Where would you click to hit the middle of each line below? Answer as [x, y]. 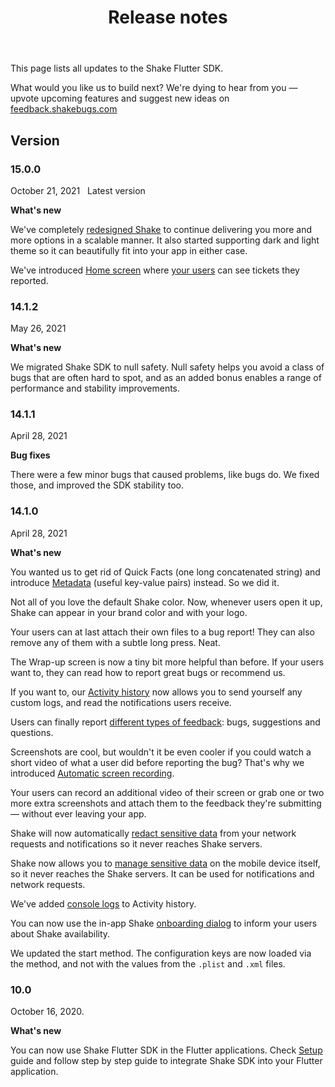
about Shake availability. [60, 933]
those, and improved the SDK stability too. [97, 485]
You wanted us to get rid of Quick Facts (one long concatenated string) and [165, 572]
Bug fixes [30, 455]
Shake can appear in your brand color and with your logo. [129, 612]
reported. [29, 280]
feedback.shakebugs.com [64, 109]
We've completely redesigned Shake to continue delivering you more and [161, 229]
